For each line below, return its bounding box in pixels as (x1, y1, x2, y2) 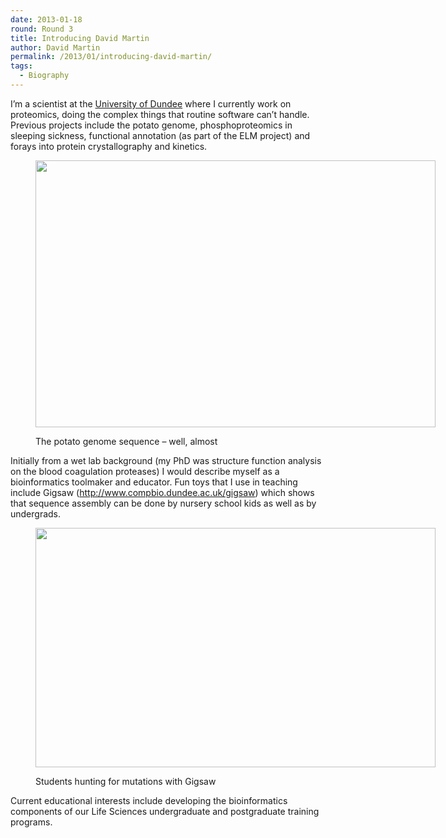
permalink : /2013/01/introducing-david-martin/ (10, 52, 213, 62)
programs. (10, 816, 53, 828)
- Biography (19, 71, 70, 81)
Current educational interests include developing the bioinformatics (10, 794, 288, 806)
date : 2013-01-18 (10, 14, 83, 25)
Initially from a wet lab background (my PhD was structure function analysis (10, 454, 322, 466)
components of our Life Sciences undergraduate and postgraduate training (10, 805, 320, 817)
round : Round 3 (10, 24, 74, 34)
